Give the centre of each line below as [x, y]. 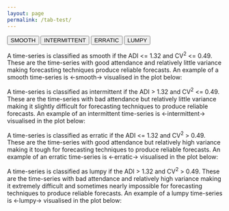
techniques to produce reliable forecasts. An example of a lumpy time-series [115, 193]
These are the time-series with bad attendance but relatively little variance [112, 99]
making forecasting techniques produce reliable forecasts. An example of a [113, 70]
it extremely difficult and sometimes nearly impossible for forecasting [105, 186]
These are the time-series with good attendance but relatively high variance [114, 142]
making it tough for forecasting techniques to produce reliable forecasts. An [114, 150]
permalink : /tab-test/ [39, 20]
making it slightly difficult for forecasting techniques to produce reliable [108, 106]
